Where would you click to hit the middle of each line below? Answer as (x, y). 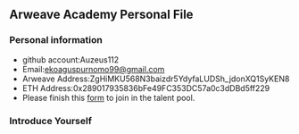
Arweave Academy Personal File (101, 15)
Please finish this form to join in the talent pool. (108, 97)
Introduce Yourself (50, 121)
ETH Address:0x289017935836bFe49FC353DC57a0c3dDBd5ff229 (146, 88)
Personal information (56, 40)
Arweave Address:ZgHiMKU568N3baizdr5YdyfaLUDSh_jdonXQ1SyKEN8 (156, 79)
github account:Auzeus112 (71, 59)
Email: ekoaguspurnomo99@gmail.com (93, 69)
